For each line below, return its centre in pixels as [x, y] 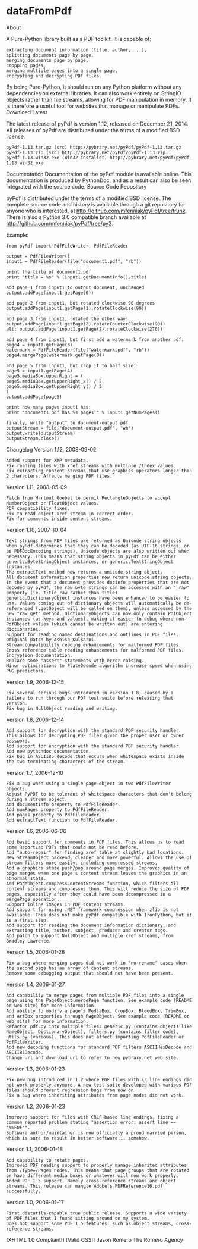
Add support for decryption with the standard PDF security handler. [94, 730]
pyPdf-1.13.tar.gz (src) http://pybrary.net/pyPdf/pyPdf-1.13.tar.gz [94, 147]
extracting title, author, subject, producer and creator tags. [87, 930]
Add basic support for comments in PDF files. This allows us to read [95, 842]
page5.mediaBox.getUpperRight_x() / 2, [55, 381]
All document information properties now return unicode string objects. [99, 577]
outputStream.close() [33, 439]
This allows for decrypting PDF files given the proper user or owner [95, 735]
